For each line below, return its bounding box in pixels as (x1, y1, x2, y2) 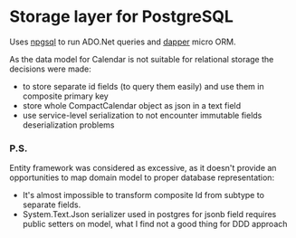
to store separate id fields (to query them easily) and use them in (22, 81, 264, 91)
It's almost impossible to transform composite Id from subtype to (22, 190, 265, 201)
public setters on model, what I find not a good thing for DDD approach (22, 219, 288, 230)
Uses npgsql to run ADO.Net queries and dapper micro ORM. (9, 36, 236, 47)
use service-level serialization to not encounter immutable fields (22, 109, 263, 120)
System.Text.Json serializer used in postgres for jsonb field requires (22, 209, 277, 220)
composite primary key (22, 90, 109, 101)
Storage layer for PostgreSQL (9, 6, 234, 27)
